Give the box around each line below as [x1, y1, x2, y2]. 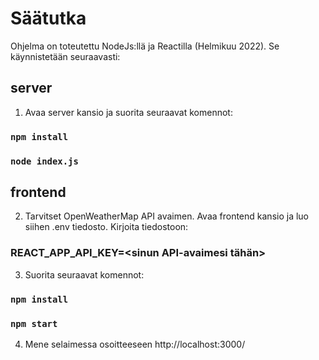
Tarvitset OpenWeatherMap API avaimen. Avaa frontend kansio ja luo [24, 210, 309, 222]
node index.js [10, 155, 79, 167]
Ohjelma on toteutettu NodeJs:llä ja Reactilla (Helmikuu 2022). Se [10, 40, 280, 52]
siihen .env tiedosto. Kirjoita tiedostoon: [24, 221, 189, 233]
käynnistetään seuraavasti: [10, 50, 121, 62]
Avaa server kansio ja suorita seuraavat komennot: [24, 106, 233, 118]
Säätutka [10, 7, 87, 30]
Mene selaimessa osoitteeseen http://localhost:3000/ [24, 338, 246, 350]
